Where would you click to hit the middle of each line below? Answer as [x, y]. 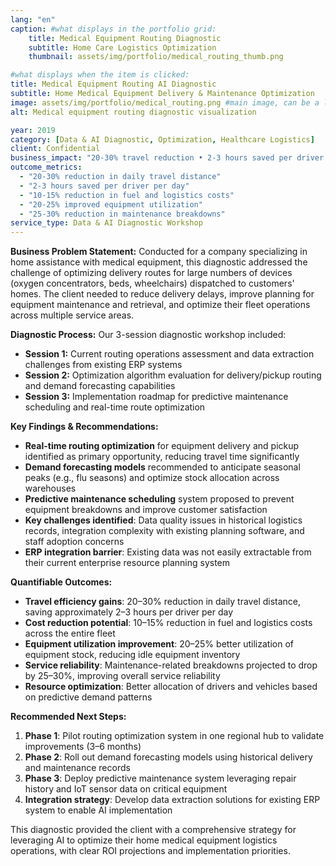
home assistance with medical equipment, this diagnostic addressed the [159, 262]
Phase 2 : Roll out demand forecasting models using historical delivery [168, 757]
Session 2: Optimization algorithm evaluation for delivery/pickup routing [173, 375]
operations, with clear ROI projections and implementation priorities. [150, 851]
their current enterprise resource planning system [127, 563]
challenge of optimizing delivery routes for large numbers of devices [151, 273]
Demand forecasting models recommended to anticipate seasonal [162, 467]
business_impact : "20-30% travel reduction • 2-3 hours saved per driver [167, 158]
